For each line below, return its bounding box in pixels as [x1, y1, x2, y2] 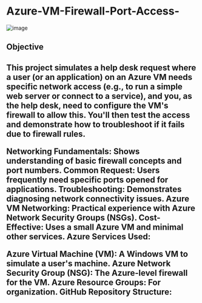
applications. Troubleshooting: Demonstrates [6, 184, 182, 195]
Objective [6, 42, 44, 52]
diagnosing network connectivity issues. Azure [6, 193, 190, 204]
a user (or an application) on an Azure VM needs [6, 72, 193, 82]
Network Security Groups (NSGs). [6, 212, 138, 222]
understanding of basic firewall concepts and [6, 156, 182, 166]
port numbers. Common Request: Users [6, 165, 160, 175]
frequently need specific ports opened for [6, 175, 169, 185]
